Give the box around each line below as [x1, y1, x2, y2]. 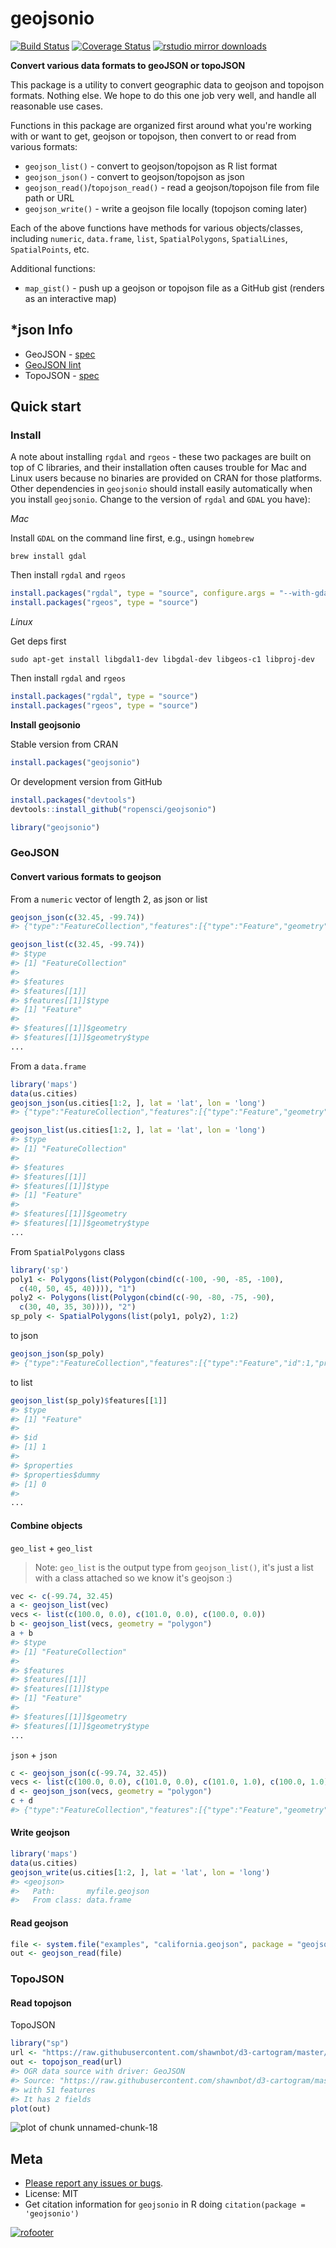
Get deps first [10, 635, 67, 647]
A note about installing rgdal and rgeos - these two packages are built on [10, 451, 312, 463]
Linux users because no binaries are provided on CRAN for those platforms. [10, 472, 323, 484]
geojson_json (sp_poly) [10, 1349, 105, 1359]
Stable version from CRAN [10, 738, 119, 750]
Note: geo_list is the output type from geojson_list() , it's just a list [34, 1561, 314, 1573]
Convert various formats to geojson [10, 870, 162, 882]
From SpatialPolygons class [10, 1245, 125, 1257]
